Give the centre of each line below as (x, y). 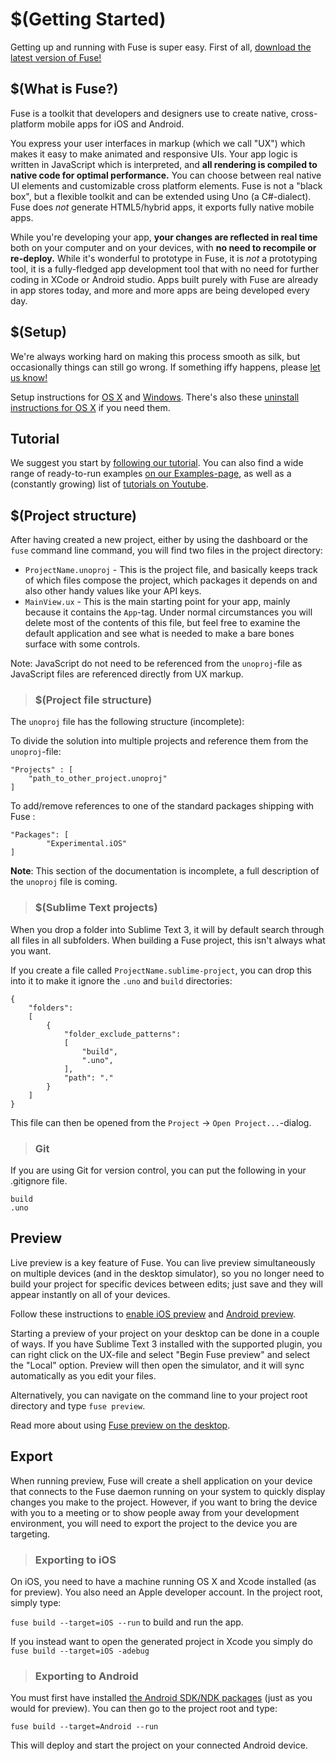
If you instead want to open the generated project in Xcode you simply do (161, 1641)
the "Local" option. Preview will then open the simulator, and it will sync (157, 1365)
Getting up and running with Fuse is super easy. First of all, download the (161, 47)
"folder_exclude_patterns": (122, 1034)
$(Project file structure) (93, 700)
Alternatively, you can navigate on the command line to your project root (159, 1395)
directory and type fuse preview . (78, 1405)
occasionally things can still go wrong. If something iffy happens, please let (165, 367)
